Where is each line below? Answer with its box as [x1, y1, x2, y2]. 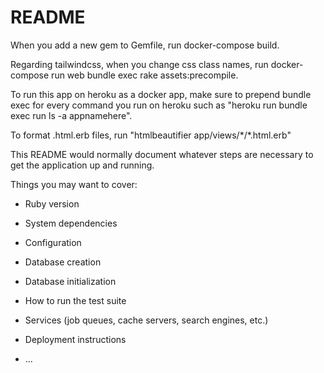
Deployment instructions [24, 333, 127, 345]
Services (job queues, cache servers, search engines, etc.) [24, 314, 269, 326]
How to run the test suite [24, 294, 127, 306]
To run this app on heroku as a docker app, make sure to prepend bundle [10, 88, 312, 100]
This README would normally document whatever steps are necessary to [10, 148, 314, 160]
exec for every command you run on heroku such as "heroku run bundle [10, 99, 308, 111]
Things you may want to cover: [10, 178, 138, 190]
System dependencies [24, 217, 118, 229]
